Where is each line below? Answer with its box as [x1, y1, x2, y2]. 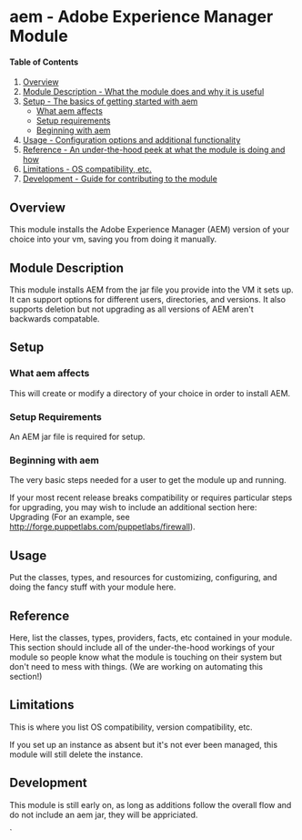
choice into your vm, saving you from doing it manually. [9, 234, 217, 245]
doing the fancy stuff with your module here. [9, 581, 176, 593]
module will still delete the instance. [9, 749, 144, 760]
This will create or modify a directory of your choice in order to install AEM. [9, 387, 291, 398]
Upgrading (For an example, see [9, 512, 130, 523]
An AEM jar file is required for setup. [9, 431, 146, 442]
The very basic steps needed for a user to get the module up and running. [9, 475, 287, 486]
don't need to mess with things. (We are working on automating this [9, 661, 264, 671]
